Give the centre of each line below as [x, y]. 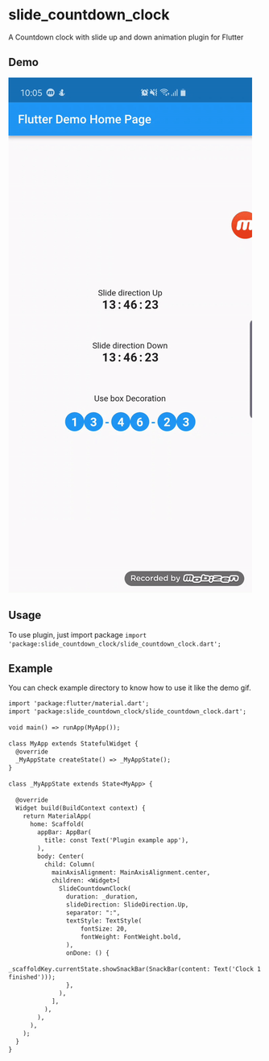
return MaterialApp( [57, 816]
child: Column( [69, 865]
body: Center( [61, 857]
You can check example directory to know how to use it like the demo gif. [130, 688]
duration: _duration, [102, 897]
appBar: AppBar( [64, 832]
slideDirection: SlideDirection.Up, [127, 905]
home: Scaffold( [57, 824]
